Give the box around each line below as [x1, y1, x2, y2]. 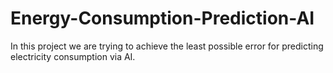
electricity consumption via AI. [10, 50, 136, 62]
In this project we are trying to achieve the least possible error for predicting [10, 40, 324, 52]
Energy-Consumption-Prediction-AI [10, 7, 315, 30]
